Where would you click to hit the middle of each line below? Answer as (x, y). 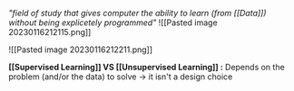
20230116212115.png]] (50, 32)
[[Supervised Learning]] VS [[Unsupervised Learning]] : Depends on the (147, 67)
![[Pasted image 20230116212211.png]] (81, 50)
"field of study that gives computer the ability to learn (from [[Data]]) (137, 13)
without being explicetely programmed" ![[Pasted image (113, 23)
